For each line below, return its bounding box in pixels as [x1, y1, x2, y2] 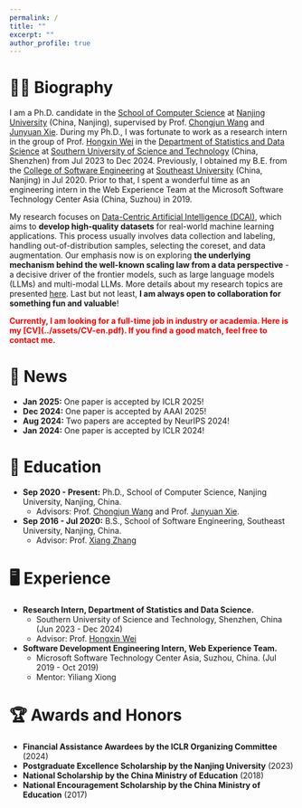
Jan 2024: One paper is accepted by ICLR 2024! [22, 425, 205, 436]
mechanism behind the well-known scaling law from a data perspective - [9, 260, 289, 271]
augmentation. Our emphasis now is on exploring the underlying [9, 250, 251, 261]
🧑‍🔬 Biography [9, 78, 114, 98]
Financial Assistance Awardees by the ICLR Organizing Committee [22, 741, 278, 752]
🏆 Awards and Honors [9, 705, 183, 726]
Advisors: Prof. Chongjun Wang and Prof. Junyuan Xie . [35, 506, 240, 517]
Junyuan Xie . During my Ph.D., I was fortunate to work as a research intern [9, 127, 288, 138]
